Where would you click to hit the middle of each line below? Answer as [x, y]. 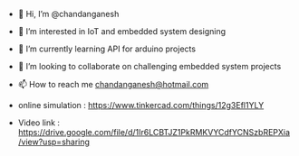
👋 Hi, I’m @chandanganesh [68, 14]
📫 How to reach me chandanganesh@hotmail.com [113, 84]
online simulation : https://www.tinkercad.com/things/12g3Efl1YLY [141, 105]
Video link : [39, 123]
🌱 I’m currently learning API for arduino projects [107, 49]
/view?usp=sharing [54, 142]
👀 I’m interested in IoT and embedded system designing [122, 31]
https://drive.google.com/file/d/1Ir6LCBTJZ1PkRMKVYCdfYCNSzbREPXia [154, 132]
